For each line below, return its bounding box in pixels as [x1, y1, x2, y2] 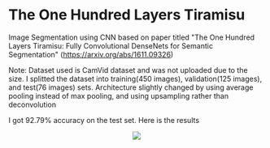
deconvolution [8, 99, 57, 109]
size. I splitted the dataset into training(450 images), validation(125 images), [8, 74, 263, 83]
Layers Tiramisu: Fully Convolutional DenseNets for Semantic [8, 40, 214, 50]
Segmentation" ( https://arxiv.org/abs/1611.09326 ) [8, 49, 174, 59]
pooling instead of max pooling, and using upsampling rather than [8, 91, 229, 100]
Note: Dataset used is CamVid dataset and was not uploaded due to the [8, 65, 248, 74]
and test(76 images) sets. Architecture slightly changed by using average [8, 82, 254, 92]
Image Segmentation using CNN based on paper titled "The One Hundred [8, 32, 255, 42]
